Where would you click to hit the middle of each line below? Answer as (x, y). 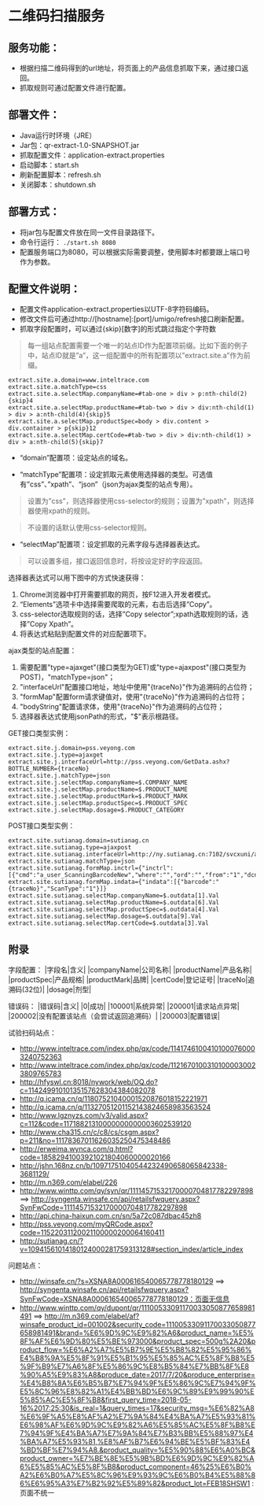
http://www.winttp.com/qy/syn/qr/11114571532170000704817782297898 (136, 1191)
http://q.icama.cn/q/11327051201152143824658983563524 (115, 1107)
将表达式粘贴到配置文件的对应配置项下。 (85, 634)
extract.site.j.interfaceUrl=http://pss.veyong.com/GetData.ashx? (119, 762)
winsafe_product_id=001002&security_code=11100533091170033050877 (137, 1325)
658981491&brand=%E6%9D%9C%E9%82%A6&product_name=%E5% (136, 1333)
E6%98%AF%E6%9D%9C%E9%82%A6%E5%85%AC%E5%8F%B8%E (137, 1425)
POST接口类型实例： (42, 826)
